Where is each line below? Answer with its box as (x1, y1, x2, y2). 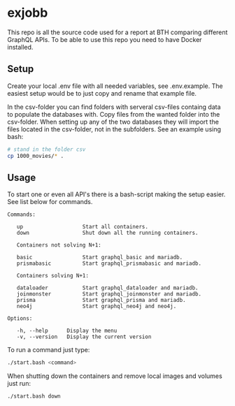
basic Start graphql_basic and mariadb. (16, 254, 183, 261)
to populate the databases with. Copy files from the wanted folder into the (7, 110, 220, 118)
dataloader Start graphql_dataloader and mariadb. (16, 284, 199, 291)
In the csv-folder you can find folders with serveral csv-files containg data (7, 103, 222, 111)
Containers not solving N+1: (16, 242, 101, 249)
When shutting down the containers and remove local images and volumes (7, 372, 222, 380)
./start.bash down (7, 393, 61, 400)
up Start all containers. (16, 224, 149, 231)
